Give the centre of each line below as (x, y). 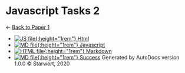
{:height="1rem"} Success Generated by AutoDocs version (108, 57)
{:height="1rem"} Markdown (78, 51)
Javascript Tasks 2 (53, 11)
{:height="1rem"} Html (62, 38)
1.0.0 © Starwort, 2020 (42, 64)
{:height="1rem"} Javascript (71, 45)
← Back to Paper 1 (28, 27)
